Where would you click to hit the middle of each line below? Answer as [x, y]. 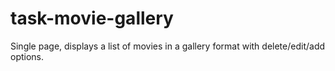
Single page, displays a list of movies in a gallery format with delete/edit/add [168, 46]
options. [27, 56]
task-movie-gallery [92, 18]
